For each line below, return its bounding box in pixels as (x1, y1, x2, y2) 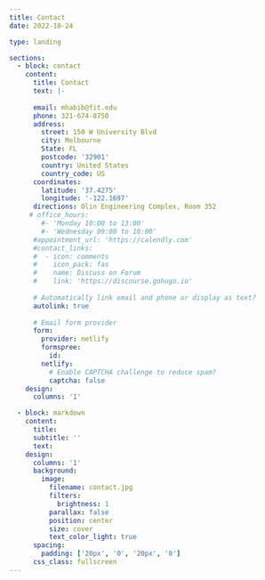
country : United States (41, 161, 129, 170)
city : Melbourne (41, 136, 101, 145)
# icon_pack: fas (32, 260, 109, 270)
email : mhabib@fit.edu (32, 103, 117, 112)
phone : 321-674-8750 (32, 111, 109, 120)
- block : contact (17, 61, 82, 71)
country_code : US (41, 169, 105, 178)
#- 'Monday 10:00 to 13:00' (41, 219, 145, 228)
